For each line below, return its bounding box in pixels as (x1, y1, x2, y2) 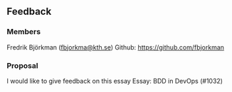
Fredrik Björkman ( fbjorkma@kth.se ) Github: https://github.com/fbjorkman (6, 42, 225, 52)
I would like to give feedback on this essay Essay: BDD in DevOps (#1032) (6, 76, 223, 85)
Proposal (6, 60, 38, 70)
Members (6, 27, 41, 37)
